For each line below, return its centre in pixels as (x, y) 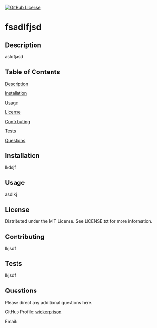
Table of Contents (33, 72)
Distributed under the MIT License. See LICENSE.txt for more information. (79, 221)
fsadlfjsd (24, 27)
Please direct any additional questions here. (49, 302)
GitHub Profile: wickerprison (33, 312)
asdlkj (11, 194)
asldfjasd (14, 57)
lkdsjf (10, 167)
